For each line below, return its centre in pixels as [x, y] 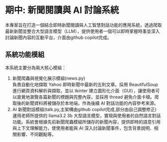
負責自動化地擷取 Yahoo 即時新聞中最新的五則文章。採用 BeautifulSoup [85, 84]
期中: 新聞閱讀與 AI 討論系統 [62, 10]
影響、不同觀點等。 [36, 134]
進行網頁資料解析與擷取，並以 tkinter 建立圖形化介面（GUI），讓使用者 [84, 91]
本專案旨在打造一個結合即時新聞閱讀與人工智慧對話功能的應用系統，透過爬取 [83, 25]
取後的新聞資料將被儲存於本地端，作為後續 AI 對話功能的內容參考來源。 [85, 103]
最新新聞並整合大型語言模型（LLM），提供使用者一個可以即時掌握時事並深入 [83, 31]
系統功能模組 [25, 55]
